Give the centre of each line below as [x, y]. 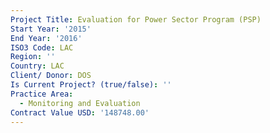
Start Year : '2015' [51, 29]
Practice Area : [42, 94]
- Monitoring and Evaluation [80, 103]
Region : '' [33, 57]
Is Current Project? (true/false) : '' [91, 85]
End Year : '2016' [46, 38]
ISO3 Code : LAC [42, 47]
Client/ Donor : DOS [51, 76]
